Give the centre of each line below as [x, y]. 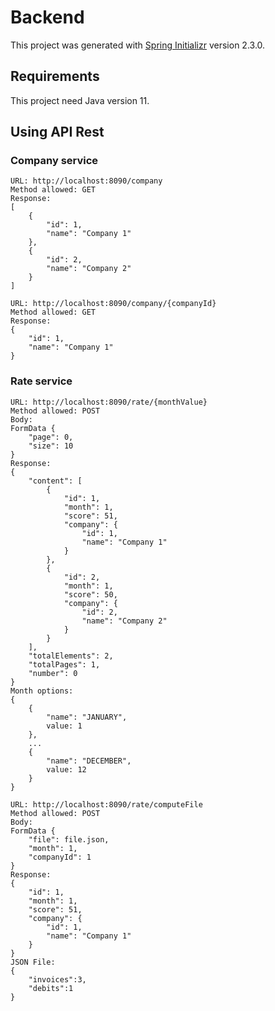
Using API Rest [57, 132]
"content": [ [55, 481]
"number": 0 [53, 673]
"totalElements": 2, [71, 656]
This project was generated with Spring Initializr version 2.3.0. [138, 45]
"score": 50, [90, 594]
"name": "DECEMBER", [89, 761]
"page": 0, [51, 437]
